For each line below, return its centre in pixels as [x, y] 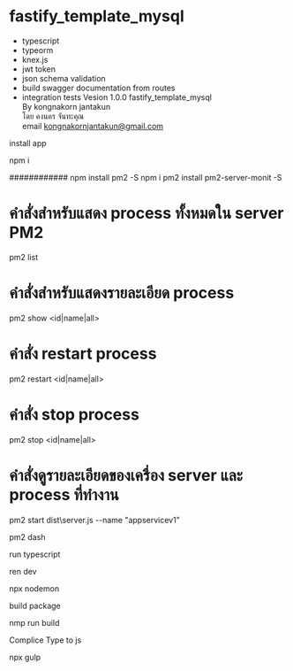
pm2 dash [27, 536]
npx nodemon [34, 588]
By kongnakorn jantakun [66, 106]
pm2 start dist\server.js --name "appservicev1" [95, 520]
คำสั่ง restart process [83, 354]
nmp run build [34, 622]
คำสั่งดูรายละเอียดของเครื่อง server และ [126, 475]
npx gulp [25, 657]
